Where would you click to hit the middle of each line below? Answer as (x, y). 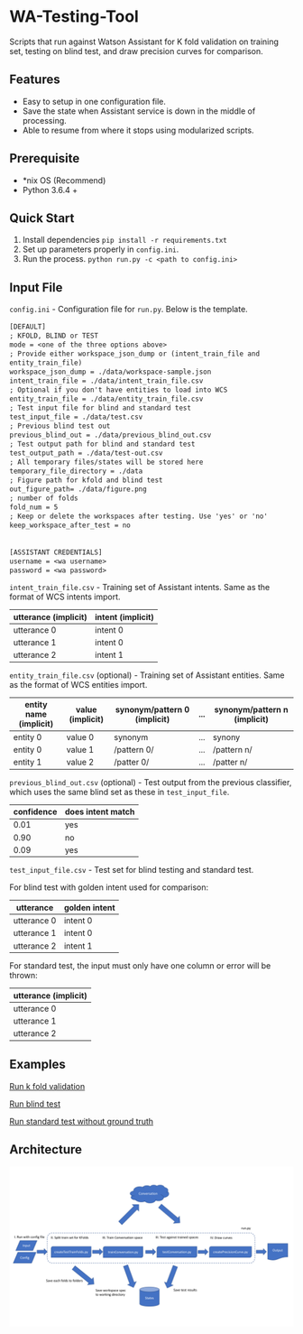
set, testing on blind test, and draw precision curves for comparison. (136, 51)
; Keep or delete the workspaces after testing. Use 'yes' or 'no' (139, 516)
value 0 (80, 736)
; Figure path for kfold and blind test (87, 480)
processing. (45, 120)
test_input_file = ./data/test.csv (76, 417)
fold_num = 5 (34, 507)
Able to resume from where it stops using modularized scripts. (138, 130)
